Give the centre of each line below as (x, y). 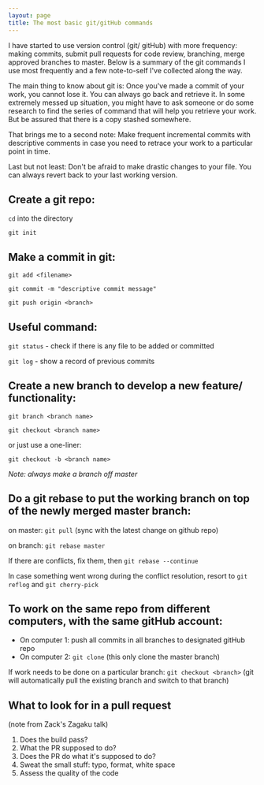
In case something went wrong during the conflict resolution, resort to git (128, 575)
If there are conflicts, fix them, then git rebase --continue (103, 560)
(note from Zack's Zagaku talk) (58, 724)
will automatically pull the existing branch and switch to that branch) (119, 681)
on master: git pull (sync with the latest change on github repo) (113, 530)
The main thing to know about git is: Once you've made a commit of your (126, 86)
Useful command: (53, 327)
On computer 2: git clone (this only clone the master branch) (120, 657)
